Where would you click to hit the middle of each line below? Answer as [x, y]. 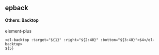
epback [16, 8]
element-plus [18, 31]
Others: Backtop [22, 20]
